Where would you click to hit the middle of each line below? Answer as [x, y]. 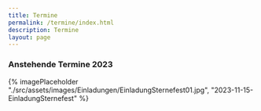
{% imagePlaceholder [43, 81]
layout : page [29, 37]
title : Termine [33, 15]
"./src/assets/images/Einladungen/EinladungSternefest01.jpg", [109, 90]
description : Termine [44, 30]
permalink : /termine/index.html [61, 23]
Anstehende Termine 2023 [61, 65]
